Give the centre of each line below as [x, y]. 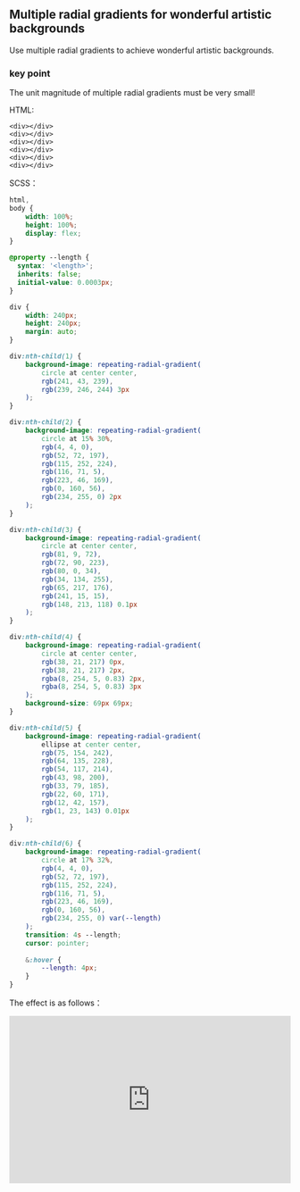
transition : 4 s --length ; [74, 935]
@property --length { [50, 258]
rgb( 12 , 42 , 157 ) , [75, 803]
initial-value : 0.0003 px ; [66, 282]
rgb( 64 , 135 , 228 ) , [78, 761]
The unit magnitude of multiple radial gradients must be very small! [133, 93]
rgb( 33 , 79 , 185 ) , [75, 786]
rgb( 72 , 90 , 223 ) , [75, 563]
